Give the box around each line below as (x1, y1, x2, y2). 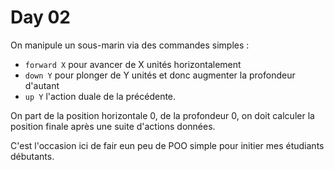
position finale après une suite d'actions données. (10, 120, 216, 132)
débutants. (10, 150, 55, 162)
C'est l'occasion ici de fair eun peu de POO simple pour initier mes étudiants (10, 139, 325, 151)
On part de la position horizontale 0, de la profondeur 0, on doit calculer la (10, 109, 315, 121)
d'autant (24, 79, 60, 91)
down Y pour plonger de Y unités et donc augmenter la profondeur (24, 69, 296, 81)
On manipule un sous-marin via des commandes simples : (10, 39, 250, 51)
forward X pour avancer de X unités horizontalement (24, 58, 242, 70)
